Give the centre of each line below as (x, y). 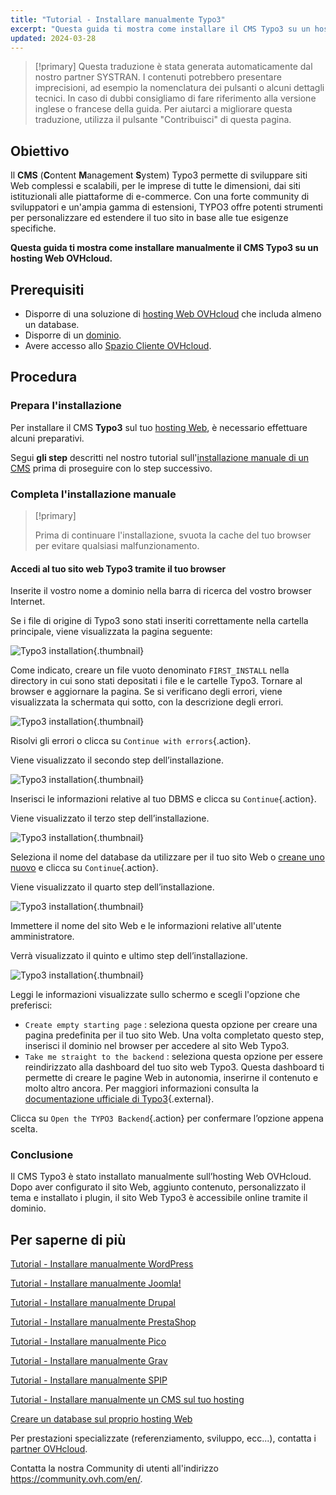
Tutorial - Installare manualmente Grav (89, 1361)
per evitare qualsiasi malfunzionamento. (117, 545)
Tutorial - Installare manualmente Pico (88, 1342)
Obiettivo (40, 151)
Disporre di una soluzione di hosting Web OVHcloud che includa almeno (173, 314)
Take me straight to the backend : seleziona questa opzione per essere (173, 1057)
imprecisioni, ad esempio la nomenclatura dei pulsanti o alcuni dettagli (179, 88)
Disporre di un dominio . (73, 335)
